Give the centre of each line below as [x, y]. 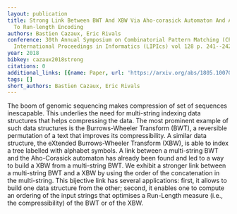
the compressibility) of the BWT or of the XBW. [75, 203]
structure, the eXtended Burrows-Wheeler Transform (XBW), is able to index [118, 143]
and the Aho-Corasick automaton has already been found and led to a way [116, 158]
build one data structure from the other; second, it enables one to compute [116, 188]
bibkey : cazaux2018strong [45, 60]
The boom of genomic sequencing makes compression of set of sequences [117, 106]
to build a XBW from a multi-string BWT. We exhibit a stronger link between [117, 165]
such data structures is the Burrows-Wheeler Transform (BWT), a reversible [117, 128]
